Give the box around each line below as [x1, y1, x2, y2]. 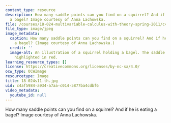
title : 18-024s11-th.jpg [5, 78, 58, 83]
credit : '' [10, 45, 33, 50]
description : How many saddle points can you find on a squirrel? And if [5, 12, 165, 17]
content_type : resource [5, 7, 56, 13]
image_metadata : [5, 31, 40, 36]
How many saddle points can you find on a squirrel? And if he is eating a [5, 106, 157, 112]
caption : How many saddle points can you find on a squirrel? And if [10, 36, 160, 41]
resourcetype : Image [5, 74, 49, 79]
